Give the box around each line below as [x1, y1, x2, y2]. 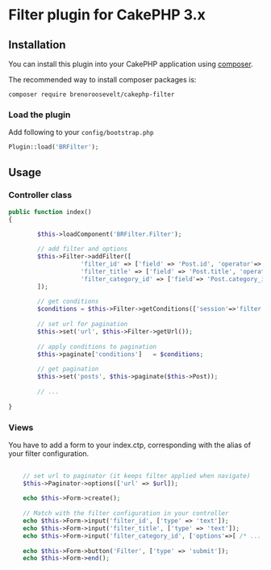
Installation [8, 38, 66, 52]
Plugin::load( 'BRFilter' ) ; [8, 143, 99, 151]
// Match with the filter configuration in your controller [23, 509, 229, 518]
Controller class [8, 190, 73, 201]
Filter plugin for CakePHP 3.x [8, 6, 206, 24]
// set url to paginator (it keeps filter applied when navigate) [23, 472, 251, 480]
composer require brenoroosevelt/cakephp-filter [8, 90, 175, 98]
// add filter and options [37, 245, 128, 254]
